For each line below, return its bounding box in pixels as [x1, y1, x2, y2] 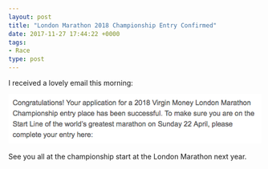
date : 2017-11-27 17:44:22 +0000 [8, 30, 120, 38]
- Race [8, 46, 30, 55]
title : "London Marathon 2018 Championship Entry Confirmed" [8, 21, 217, 30]
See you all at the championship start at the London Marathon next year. [8, 151, 247, 161]
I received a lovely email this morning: [8, 78, 134, 87]
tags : [8, 38, 26, 46]
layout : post [8, 13, 52, 21]
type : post [8, 55, 45, 63]
